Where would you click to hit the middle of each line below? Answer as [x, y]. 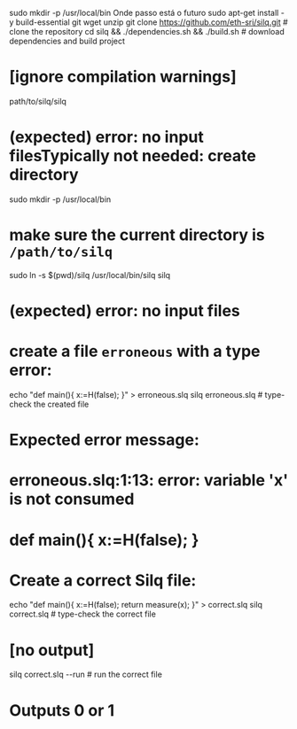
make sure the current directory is [137, 235]
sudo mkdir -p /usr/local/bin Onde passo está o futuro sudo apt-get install [144, 13]
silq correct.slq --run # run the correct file [86, 675]
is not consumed [72, 499]
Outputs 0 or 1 [62, 710]
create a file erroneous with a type [135, 351]
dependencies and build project [67, 41]
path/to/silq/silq [38, 101]
